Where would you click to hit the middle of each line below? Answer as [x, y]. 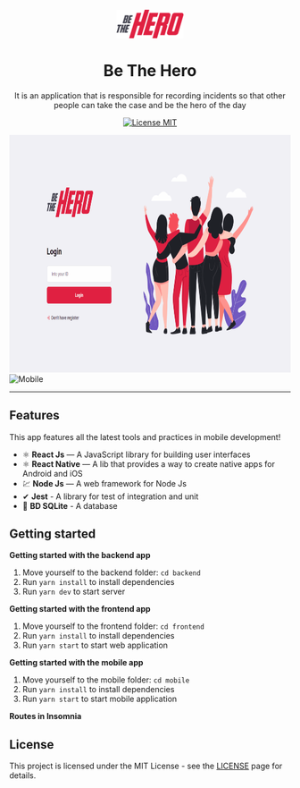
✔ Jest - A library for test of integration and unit [110, 496]
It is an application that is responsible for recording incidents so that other [150, 95]
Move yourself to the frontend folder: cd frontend [113, 626]
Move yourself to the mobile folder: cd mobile [106, 680]
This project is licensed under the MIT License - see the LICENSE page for [146, 766]
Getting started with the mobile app [76, 663]
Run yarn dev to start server [74, 592]
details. [23, 775]
